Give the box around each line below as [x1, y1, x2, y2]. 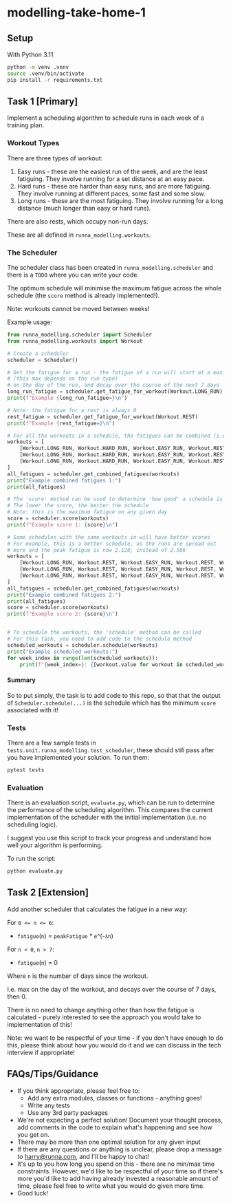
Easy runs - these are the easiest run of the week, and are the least [16, 167, 208, 175]
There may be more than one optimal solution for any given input [16, 1138, 201, 1146]
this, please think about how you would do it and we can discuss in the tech [7, 1041, 221, 1049]
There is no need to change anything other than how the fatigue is [7, 1005, 195, 1014]
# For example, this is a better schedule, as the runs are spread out [7, 540, 217, 547]
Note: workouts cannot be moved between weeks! [7, 305, 150, 313]
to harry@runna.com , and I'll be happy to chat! [16, 1152, 150, 1160]
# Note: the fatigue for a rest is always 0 [7, 407, 137, 414]
